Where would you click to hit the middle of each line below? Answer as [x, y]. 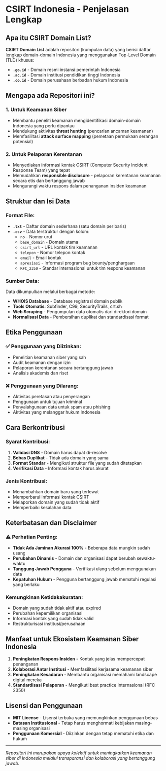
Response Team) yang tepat [41, 170]
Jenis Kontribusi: [27, 481]
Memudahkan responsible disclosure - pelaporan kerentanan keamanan [87, 175]
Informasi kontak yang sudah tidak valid [53, 618]
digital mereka [27, 680]
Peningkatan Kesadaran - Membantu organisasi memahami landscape [85, 674]
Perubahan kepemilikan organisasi [48, 613]
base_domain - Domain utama [49, 242]
